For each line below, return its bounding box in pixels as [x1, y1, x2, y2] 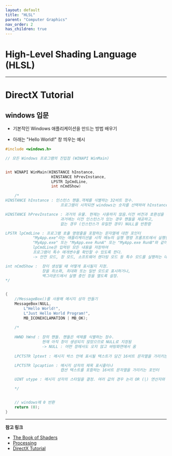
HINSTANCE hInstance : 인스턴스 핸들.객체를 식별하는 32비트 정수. [5, 198, 134, 203]
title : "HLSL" [5, 12, 36, 17]
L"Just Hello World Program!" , [24, 310, 91, 316]
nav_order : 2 [5, 22, 33, 27]
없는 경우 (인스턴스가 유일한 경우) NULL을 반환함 [60, 221, 151, 226]
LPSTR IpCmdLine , [51, 179, 88, 184]
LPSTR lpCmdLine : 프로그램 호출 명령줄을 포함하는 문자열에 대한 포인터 [5, 231, 141, 236]
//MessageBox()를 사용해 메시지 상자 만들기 [14, 297, 98, 302]
